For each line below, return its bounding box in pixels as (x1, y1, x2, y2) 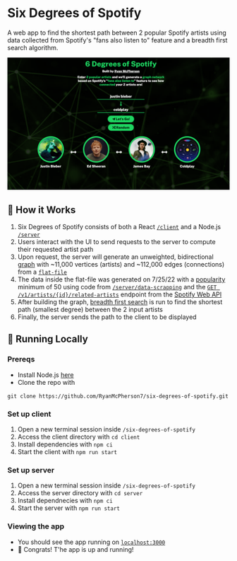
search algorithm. (7, 43, 59, 52)
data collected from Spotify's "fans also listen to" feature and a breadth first (7, 35, 228, 44)
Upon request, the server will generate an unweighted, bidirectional (17, 253, 214, 261)
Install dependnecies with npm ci (17, 497, 113, 505)
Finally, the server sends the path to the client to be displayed (17, 313, 197, 321)
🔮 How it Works (7, 204, 76, 216)
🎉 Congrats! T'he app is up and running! (17, 545, 134, 553)
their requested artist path (17, 245, 94, 253)
